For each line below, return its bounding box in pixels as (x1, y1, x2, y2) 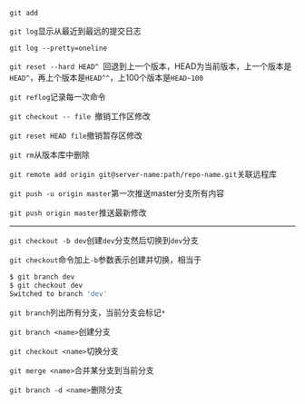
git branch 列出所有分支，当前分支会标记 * (9, 307, 166, 318)
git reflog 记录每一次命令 (9, 92, 106, 102)
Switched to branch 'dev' (9, 289, 107, 299)
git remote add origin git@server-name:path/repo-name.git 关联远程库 (9, 169, 277, 179)
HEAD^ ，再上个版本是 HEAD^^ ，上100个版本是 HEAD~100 (9, 73, 204, 83)
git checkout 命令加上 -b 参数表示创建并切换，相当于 (9, 254, 202, 265)
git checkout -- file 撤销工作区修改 (9, 111, 152, 122)
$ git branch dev (9, 272, 75, 281)
